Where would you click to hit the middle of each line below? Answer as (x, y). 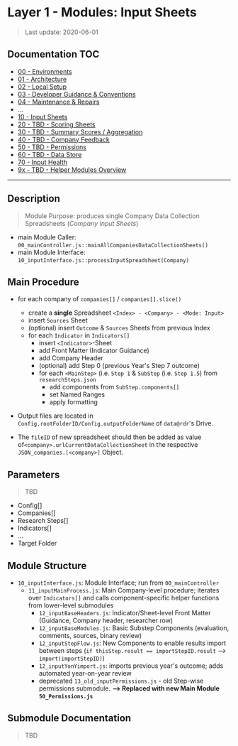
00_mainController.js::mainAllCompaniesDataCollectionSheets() (113, 245)
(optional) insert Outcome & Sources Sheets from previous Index (119, 328)
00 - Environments (45, 71)
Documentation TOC (53, 54)
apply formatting (73, 402)
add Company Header (71, 358)
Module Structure (47, 566)
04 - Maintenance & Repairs (58, 102)
